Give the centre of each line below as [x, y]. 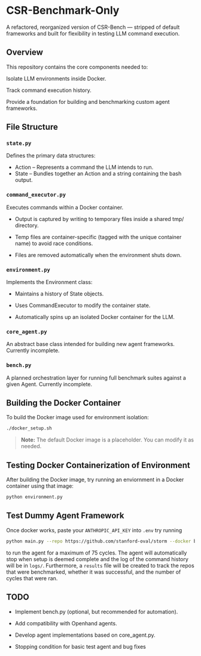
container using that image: [40, 486]
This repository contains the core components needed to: [77, 67]
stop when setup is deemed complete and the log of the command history [97, 559]
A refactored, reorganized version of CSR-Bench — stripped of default [93, 27]
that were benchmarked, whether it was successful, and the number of [94, 572]
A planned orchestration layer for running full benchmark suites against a [96, 378]
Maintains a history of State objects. [59, 294]
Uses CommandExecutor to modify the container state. [83, 305]
